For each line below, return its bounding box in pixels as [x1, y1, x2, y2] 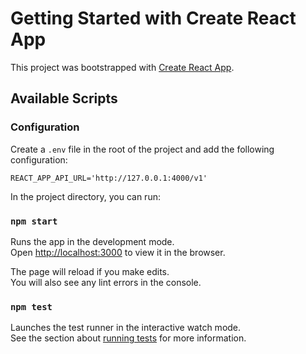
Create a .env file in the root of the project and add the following [10, 143, 275, 155]
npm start [10, 215, 58, 227]
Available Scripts [10, 90, 118, 107]
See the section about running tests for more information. [10, 332, 247, 344]
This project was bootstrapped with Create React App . [10, 61, 235, 73]
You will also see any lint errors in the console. [10, 276, 202, 288]
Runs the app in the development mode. [10, 235, 175, 247]
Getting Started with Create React [10, 7, 297, 30]
